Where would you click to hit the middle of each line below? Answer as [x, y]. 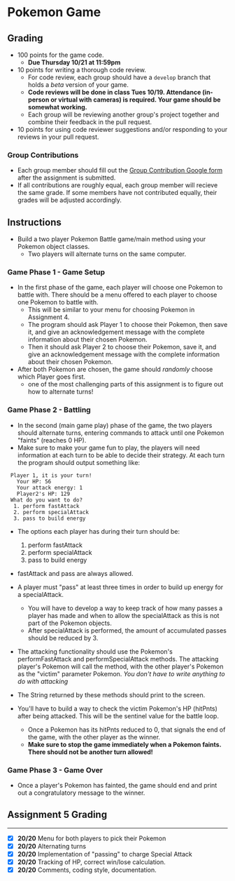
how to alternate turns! [60, 392]
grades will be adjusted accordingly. [70, 200]
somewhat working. [57, 107]
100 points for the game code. [60, 55]
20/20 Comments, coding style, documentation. [87, 870]
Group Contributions [43, 155]
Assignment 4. [49, 317]
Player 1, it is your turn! [51, 475]
